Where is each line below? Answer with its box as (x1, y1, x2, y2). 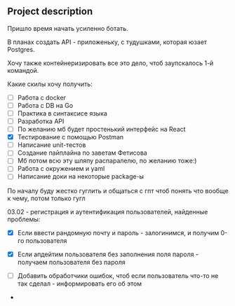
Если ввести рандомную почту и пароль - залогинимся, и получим (17, 228, 220, 237)
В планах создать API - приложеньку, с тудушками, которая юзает (7, 38, 208, 46)
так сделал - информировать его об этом (17, 279, 142, 288)
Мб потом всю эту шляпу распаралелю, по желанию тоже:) (17, 157, 197, 165)
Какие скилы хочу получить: (7, 80, 93, 88)
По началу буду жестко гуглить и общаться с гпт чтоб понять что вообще (7, 186, 229, 195)
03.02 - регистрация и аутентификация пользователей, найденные (7, 207, 208, 216)
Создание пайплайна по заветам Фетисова (17, 148, 147, 157)
